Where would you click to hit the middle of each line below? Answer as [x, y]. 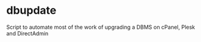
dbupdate [31, 10]
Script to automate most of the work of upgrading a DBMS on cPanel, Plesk [101, 27]
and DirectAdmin [27, 33]
